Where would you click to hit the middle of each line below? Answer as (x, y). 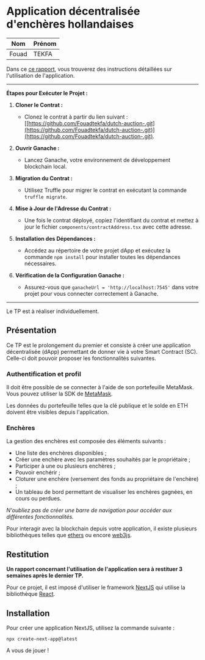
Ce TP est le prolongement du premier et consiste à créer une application (99, 345)
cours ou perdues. (38, 499)
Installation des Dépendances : (55, 238)
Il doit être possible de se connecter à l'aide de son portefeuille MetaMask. (100, 387)
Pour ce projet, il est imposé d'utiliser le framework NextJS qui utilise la (96, 587)
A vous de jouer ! (28, 650)
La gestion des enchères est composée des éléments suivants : (86, 441)
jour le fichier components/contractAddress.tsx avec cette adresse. (108, 227)
